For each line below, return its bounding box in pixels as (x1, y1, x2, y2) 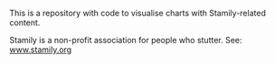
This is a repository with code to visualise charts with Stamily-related (9, 8, 267, 18)
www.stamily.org (9, 44, 72, 55)
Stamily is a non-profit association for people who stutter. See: (9, 35, 242, 45)
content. (9, 17, 41, 28)
